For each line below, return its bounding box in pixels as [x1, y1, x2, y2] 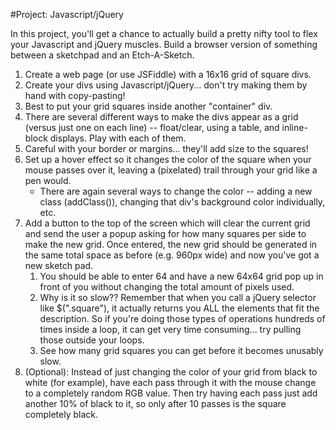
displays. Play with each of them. [49, 132, 187, 144]
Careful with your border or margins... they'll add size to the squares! [24, 143, 309, 154]
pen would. [24, 175, 72, 186]
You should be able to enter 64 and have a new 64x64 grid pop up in [39, 270, 324, 282]
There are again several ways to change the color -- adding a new [39, 185, 313, 197]
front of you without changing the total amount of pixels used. [39, 281, 295, 293]
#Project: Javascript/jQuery [10, 9, 124, 20]
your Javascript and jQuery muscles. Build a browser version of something [10, 39, 318, 50]
